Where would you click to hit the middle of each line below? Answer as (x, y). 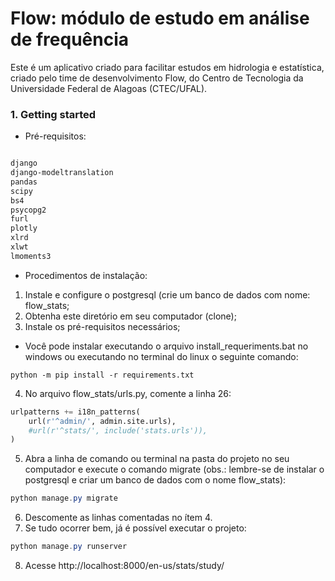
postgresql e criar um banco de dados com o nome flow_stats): (155, 480)
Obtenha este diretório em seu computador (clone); (130, 316)
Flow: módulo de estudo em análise (160, 18)
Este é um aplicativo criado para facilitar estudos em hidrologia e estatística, (167, 67)
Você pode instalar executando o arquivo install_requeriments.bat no (166, 346)
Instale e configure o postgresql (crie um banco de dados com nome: (167, 294)
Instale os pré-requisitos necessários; (102, 326)
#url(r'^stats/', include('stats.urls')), (118, 430)
